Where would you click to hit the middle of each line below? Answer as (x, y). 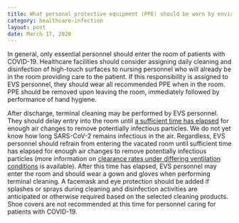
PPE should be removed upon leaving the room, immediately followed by (113, 92)
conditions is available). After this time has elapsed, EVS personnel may (112, 166)
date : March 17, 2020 (39, 34)
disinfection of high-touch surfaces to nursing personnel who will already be (119, 69)
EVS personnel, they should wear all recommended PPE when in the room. (116, 84)
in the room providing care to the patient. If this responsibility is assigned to (118, 77)
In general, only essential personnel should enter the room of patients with (116, 54)
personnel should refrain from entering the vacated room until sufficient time (119, 144)
